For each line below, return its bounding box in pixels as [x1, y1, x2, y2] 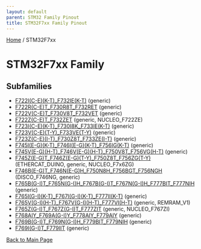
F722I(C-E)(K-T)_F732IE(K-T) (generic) [14, 97, 111, 104]
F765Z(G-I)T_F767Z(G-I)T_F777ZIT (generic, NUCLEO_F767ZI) [14, 205, 170, 213]
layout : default [6, 8, 47, 15]
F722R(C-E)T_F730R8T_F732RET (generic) [14, 103, 122, 111]
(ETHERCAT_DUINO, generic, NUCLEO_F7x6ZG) [14, 161, 134, 168]
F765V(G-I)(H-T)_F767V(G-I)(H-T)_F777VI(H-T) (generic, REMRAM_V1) [14, 199, 191, 206]
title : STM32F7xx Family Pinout [6, 20, 87, 26]
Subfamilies [6, 81, 52, 91]
